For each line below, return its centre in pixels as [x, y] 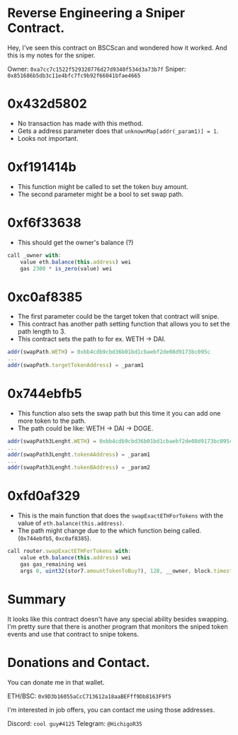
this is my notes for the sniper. [51, 55]
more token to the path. [52, 421]
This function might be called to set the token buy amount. [103, 186]
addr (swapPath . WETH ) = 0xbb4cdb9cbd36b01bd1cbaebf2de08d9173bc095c [109, 352]
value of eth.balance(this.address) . [71, 523]
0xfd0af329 [44, 496]
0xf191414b [42, 167]
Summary [36, 599]
